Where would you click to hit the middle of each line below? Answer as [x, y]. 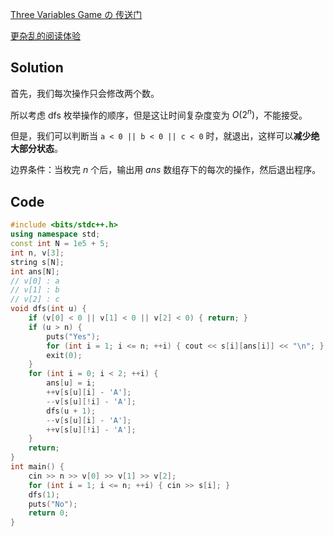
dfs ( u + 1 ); [71, 411]
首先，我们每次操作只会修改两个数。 [85, 93]
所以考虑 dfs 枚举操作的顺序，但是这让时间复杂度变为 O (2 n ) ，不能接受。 [159, 114]
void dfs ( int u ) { [48, 309]
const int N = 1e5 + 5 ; [60, 244]
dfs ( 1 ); [44, 494]
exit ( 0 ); [64, 355]
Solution [37, 68]
